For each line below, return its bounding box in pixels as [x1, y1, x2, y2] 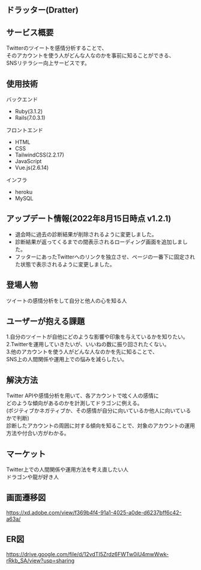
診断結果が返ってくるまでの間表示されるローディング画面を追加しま [14, 238, 183, 245]
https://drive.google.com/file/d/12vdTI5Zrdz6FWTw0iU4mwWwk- [6, 550, 169, 557]
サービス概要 [6, 27, 54, 37]
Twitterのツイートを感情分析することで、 [6, 44, 107, 52]
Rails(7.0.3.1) [14, 114, 46, 121]
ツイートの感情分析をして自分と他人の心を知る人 [6, 297, 127, 304]
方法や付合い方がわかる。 [6, 430, 70, 437]
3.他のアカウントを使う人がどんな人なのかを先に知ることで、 [6, 348, 158, 355]
